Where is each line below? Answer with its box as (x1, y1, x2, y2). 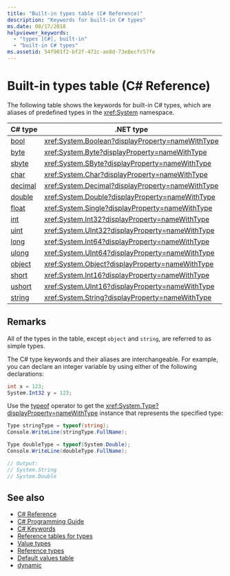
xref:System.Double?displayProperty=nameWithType (43, 192, 216, 202)
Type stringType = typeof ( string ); (7, 423, 109, 429)
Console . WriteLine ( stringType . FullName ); (7, 429, 128, 436)
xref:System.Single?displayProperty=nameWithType (43, 203, 213, 213)
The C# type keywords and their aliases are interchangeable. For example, (7, 355, 218, 363)
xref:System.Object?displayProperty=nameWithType (43, 259, 214, 268)
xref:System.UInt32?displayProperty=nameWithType (43, 225, 215, 235)
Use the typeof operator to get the (7, 402, 105, 410)
